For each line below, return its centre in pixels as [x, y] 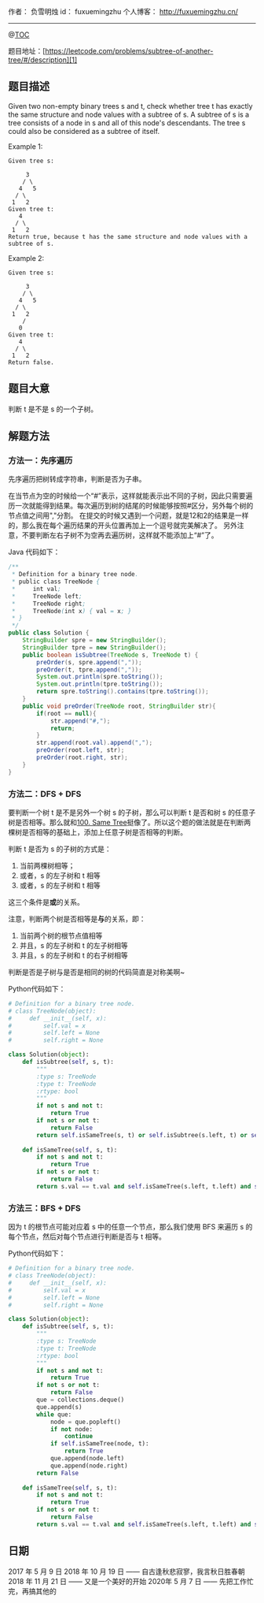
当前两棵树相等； [47, 865]
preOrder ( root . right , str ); [82, 758]
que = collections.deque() [81, 1400]
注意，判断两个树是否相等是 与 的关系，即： [77, 919]
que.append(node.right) [89, 1465]
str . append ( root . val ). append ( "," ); [95, 743]
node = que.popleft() [86, 1422]
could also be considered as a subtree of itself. [84, 131]
